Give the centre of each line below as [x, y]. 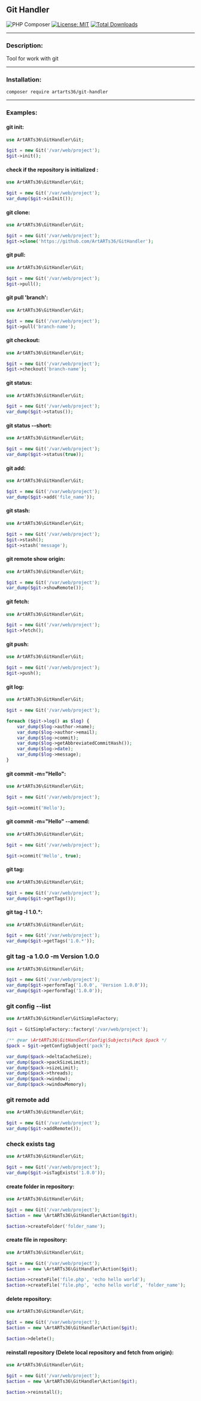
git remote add [28, 1100]
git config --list [29, 1006]
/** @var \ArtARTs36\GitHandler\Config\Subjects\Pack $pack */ [87, 1040]
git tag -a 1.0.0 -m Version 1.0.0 [53, 956]
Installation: [24, 80]
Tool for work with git [32, 59]
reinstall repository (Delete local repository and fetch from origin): [90, 1352]
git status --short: [29, 425]
